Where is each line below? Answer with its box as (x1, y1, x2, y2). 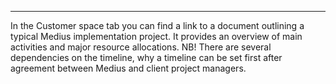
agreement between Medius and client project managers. (10, 62, 247, 74)
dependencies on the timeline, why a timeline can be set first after (10, 52, 283, 63)
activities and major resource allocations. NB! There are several (10, 41, 272, 53)
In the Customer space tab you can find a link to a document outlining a (10, 20, 305, 31)
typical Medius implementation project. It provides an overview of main (10, 31, 303, 42)
